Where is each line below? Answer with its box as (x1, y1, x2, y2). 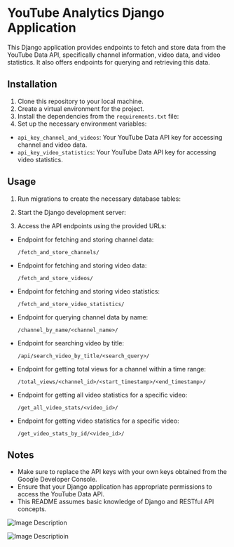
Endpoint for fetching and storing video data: (17, 261, 147, 270)
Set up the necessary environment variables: (17, 119, 147, 128)
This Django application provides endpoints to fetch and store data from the (7, 43, 226, 51)
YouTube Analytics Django (7, 5, 165, 21)
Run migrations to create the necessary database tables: (17, 195, 181, 203)
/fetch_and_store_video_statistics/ (17, 301, 125, 308)
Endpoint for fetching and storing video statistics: (17, 286, 160, 296)
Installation (7, 79, 57, 91)
